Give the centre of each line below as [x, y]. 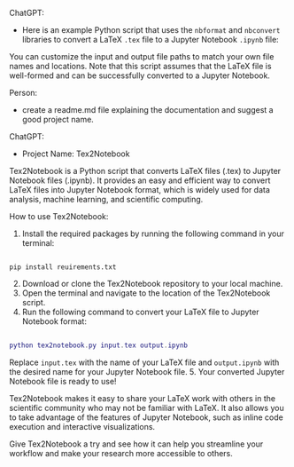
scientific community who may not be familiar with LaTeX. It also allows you [147, 408]
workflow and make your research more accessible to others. [121, 453]
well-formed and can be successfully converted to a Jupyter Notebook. [139, 75]
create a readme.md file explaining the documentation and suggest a [147, 110]
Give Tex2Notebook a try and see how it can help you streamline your [136, 444]
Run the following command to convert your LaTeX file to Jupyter [140, 312]
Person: [23, 93]
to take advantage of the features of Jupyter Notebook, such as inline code [146, 417]
